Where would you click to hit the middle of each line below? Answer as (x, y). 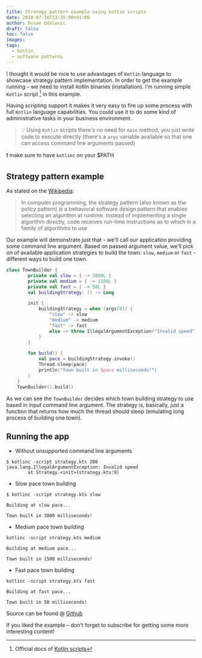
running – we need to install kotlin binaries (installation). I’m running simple (99, 86)
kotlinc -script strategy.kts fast (51, 582)
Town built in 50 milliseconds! (47, 603)
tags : (13, 46)
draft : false (23, 29)
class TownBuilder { (32, 270)
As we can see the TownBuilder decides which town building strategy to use (100, 399)
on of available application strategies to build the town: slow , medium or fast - (101, 253)
